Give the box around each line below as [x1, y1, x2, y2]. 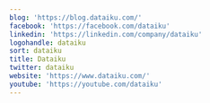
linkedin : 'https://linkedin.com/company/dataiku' [9, 30, 203, 39]
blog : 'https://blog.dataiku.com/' [9, 13, 143, 22]
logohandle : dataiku [9, 38, 87, 47]
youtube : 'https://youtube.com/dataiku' [9, 80, 163, 89]
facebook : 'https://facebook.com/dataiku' [9, 21, 171, 30]
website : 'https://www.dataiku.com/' [9, 72, 151, 81]
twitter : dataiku [9, 64, 74, 73]
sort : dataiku [9, 47, 63, 56]
